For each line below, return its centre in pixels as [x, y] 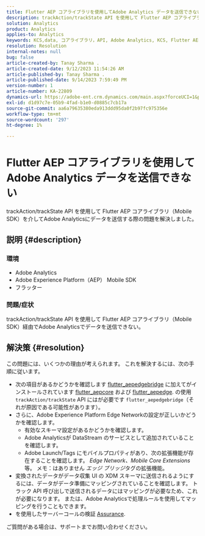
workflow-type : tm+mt [34, 114]
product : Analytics [31, 29]
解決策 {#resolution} [45, 348]
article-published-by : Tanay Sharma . [56, 74]
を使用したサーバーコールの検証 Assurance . [70, 513]
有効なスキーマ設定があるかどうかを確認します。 [86, 430]
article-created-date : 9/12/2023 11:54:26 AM [65, 69]
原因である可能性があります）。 [65, 407]
